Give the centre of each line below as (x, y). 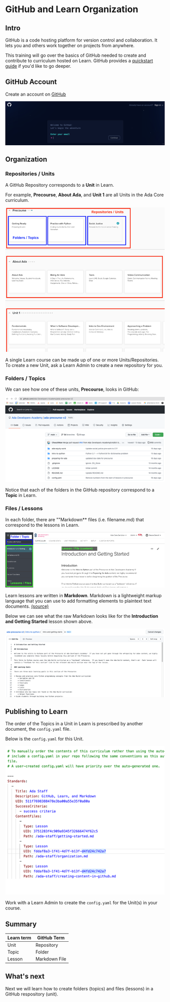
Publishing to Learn (37, 711)
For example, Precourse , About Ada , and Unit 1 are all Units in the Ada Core (84, 195)
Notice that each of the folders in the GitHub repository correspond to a (80, 490)
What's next (25, 976)
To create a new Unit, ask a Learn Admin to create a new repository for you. (84, 365)
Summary (21, 924)
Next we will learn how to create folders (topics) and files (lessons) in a (79, 988)
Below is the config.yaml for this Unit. (45, 739)
